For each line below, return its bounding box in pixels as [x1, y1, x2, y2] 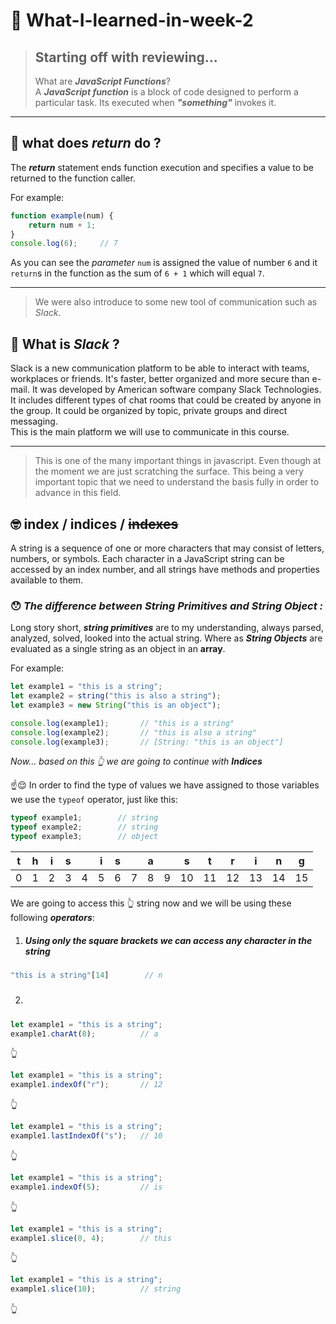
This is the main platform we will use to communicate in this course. [10, 426, 290, 438]
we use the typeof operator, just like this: [10, 794, 178, 806]
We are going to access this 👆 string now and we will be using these [10, 897, 292, 909]
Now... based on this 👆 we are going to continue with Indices [10, 755, 263, 768]
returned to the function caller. [10, 172, 136, 184]
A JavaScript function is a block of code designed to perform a [34, 86, 299, 98]
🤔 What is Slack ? [10, 335, 120, 353]
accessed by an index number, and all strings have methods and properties [10, 563, 320, 575]
